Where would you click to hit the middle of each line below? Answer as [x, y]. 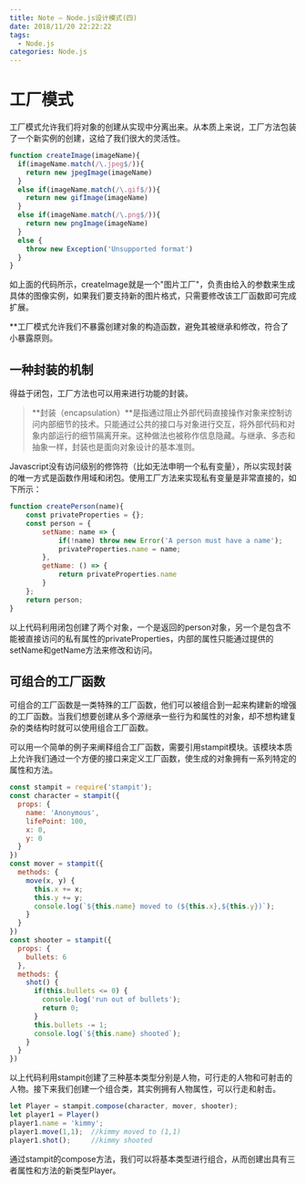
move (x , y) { [51, 881]
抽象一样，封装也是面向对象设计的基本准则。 [116, 447]
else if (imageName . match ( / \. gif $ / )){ [89, 189]
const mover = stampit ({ [56, 864]
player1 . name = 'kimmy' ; [56, 1123]
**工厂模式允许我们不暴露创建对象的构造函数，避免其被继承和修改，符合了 [149, 327]
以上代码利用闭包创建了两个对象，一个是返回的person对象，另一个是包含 [147, 627]
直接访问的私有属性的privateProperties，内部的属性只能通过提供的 [149, 638]
